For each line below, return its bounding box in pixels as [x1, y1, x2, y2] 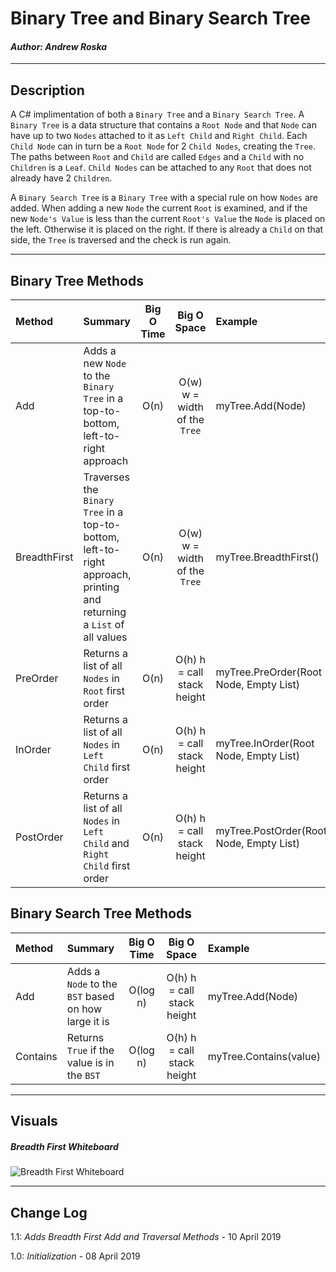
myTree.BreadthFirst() [215, 550, 320, 564]
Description [10, 82, 85, 99]
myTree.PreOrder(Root [215, 665, 323, 679]
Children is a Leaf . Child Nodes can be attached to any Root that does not [10, 162, 312, 174]
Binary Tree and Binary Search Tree [10, 7, 312, 30]
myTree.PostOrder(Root [215, 824, 328, 838]
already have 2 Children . [10, 172, 113, 184]
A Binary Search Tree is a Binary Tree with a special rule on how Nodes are [10, 192, 319, 204]
